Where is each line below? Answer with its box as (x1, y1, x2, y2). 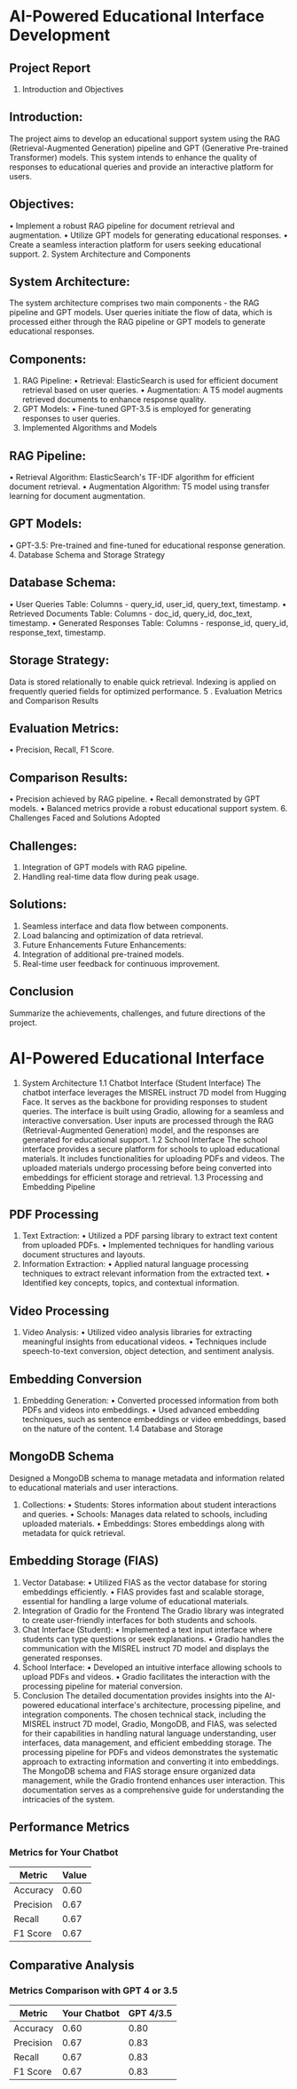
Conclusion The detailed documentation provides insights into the (21, 1689, 263, 1701)
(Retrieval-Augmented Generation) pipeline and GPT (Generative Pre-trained (9, 142, 289, 153)
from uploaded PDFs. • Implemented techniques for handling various (21, 1240, 275, 1251)
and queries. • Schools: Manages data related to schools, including (21, 1508, 268, 1519)
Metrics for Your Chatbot (9, 1846, 119, 1858)
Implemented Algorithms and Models (21, 423, 158, 433)
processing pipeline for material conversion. (21, 1681, 184, 1691)
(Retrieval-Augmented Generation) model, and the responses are (21, 1125, 260, 1135)
